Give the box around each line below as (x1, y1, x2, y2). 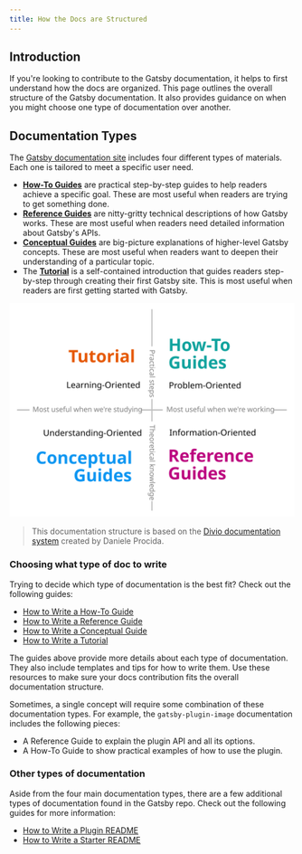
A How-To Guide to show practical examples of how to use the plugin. (22, 745, 283, 755)
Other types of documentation (9, 767, 146, 780)
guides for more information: (9, 807, 116, 818)
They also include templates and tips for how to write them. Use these (9, 661, 270, 673)
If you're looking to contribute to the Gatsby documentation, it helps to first (9, 73, 288, 84)
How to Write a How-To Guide (22, 606, 134, 617)
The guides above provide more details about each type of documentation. (9, 652, 288, 663)
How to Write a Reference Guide (22, 615, 143, 626)
